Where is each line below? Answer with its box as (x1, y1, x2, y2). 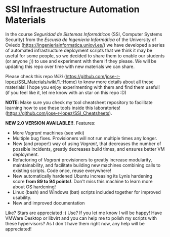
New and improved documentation (12, 199, 85, 206)
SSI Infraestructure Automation (5, 4, 140, 15)
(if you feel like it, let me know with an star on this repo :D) (5, 89, 126, 95)
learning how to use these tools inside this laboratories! (5, 105, 120, 111)
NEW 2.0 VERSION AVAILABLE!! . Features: (5, 120, 96, 126)
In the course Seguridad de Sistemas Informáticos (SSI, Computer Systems (5, 31, 162, 37)
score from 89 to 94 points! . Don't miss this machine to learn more (12, 178, 153, 184)
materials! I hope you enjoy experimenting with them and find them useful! (5, 84, 160, 90)
